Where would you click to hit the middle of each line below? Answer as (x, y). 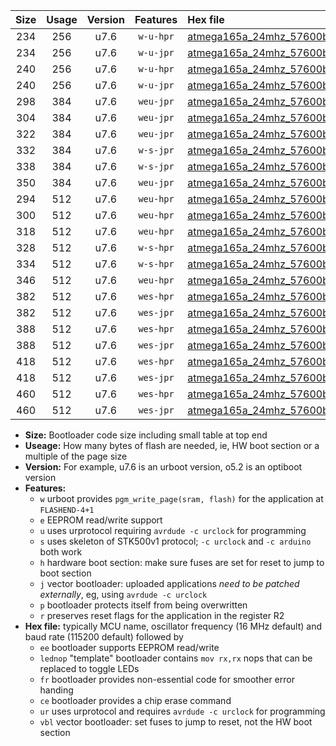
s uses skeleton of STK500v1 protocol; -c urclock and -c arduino (175, 541)
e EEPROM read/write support (101, 520)
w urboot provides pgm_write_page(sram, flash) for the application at (181, 498)
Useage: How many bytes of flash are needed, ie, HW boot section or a (172, 445)
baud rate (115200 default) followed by (104, 637)
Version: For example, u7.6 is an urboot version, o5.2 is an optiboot (163, 467)
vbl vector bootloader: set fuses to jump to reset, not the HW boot (176, 722)
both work (61, 552)
